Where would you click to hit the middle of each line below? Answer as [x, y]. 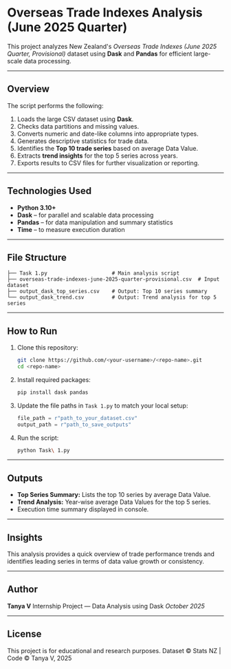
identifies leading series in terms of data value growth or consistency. [106, 562]
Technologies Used [49, 191]
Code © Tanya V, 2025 [40, 658]
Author [22, 590]
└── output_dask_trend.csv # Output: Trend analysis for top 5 [112, 297]
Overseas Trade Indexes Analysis [105, 13]
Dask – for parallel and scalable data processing [85, 215]
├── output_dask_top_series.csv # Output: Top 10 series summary [107, 291]
